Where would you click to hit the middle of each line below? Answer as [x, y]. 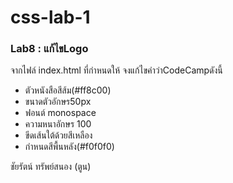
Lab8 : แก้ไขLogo [49, 49]
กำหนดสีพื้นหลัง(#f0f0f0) [69, 147]
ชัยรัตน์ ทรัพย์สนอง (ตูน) [51, 167]
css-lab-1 [50, 17]
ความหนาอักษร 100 [58, 124]
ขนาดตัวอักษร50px [58, 102]
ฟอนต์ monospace [60, 113]
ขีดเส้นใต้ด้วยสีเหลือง [58, 135]
